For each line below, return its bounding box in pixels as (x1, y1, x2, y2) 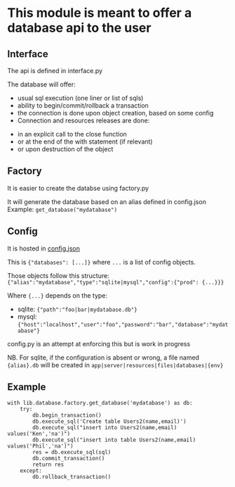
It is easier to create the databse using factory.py (7, 184, 149, 192)
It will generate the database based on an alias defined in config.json (7, 197, 207, 205)
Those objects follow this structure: (7, 271, 110, 279)
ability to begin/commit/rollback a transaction (17, 101, 149, 110)
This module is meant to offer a (7, 5, 192, 21)
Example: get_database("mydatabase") (7, 205, 118, 213)
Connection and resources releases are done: (17, 116, 150, 125)
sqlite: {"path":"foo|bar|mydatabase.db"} (17, 305, 138, 313)
